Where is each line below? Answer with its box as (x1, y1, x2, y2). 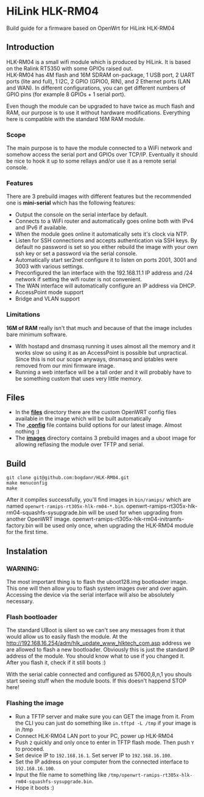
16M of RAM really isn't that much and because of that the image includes (6, 324, 192, 331)
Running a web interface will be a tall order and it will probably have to (15, 368, 192, 376)
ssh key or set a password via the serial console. (15, 250, 138, 257)
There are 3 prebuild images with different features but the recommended (6, 193, 192, 200)
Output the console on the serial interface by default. (15, 211, 148, 219)
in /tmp (15, 726, 33, 733)
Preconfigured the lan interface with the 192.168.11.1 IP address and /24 (15, 269, 193, 276)
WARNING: (6, 564, 40, 573)
